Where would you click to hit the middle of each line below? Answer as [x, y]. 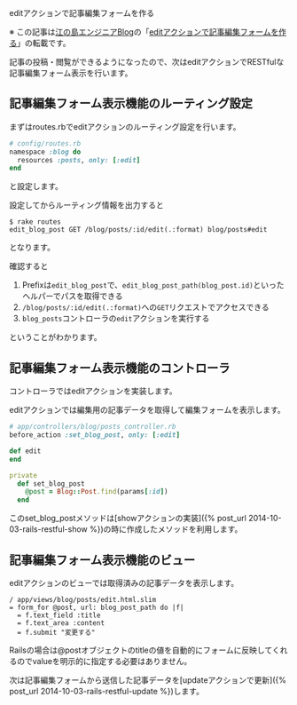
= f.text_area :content [61, 623]
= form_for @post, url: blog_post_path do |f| [97, 607]
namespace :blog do [45, 152]
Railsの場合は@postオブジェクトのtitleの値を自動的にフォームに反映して [141, 650]
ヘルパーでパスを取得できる [72, 297]
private [23, 475]
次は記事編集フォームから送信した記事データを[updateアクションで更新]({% [148, 680]
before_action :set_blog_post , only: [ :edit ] [94, 435]
